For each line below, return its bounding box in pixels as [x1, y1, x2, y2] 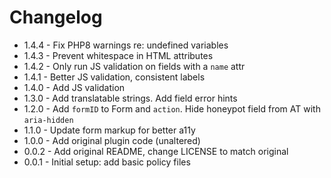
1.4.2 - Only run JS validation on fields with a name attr [23, 60, 246, 72]
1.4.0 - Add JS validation [23, 81, 126, 93]
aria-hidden [23, 115, 74, 125]
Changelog [9, 6, 103, 29]
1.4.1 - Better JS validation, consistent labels [23, 71, 206, 83]
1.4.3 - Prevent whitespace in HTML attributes [23, 49, 214, 61]
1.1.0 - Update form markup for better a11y [23, 124, 196, 136]
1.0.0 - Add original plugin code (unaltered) [23, 134, 201, 146]
